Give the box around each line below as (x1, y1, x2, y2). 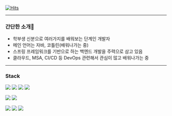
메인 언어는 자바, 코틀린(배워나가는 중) (12, 42, 89, 48)
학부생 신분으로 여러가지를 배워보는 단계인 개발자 (12, 36, 110, 42)
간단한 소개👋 (5, 23, 34, 30)
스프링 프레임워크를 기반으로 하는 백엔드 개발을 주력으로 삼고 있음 (12, 48, 143, 54)
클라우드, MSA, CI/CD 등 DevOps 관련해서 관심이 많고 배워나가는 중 (12, 55, 149, 61)
